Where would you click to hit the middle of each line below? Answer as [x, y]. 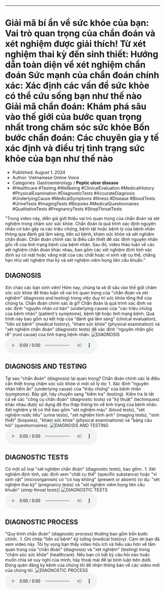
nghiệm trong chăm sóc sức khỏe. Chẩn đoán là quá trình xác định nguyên [81, 224]
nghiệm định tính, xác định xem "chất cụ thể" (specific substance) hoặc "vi [81, 474]
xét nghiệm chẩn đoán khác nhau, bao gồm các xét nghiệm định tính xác [79, 250]
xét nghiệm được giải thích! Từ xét [76, 44]
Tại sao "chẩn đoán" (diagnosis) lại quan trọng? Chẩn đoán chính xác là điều [82, 378]
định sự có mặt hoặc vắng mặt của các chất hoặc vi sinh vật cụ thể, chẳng [80, 255]
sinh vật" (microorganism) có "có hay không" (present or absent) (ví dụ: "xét [82, 480]
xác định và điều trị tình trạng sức [75, 148]
